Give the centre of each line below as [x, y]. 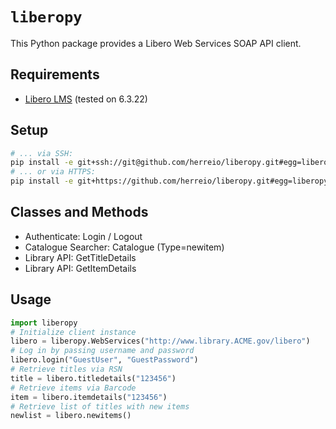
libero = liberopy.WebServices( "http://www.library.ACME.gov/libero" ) [160, 341]
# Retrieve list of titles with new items [100, 406]
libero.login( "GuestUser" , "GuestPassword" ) [104, 360]
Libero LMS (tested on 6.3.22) [86, 99]
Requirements [55, 74]
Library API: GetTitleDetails [80, 257]
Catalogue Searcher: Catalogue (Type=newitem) [124, 247]
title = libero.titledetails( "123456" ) [93, 378]
